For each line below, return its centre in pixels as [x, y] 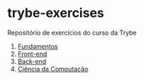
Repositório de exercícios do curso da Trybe [72, 33]
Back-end [32, 61]
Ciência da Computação [53, 69]
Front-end [32, 54]
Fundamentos [38, 46]
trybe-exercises [56, 13]
